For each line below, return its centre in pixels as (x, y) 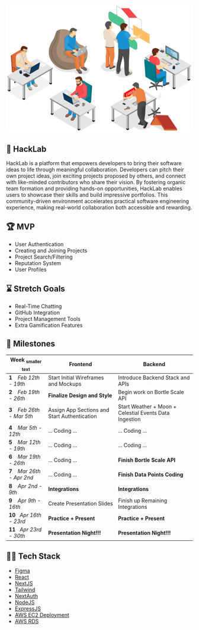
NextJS (24, 583)
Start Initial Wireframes (76, 377)
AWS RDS (27, 621)
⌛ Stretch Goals (36, 289)
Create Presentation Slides (81, 503)
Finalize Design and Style (80, 395)
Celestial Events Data (144, 413)
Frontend (81, 364)
